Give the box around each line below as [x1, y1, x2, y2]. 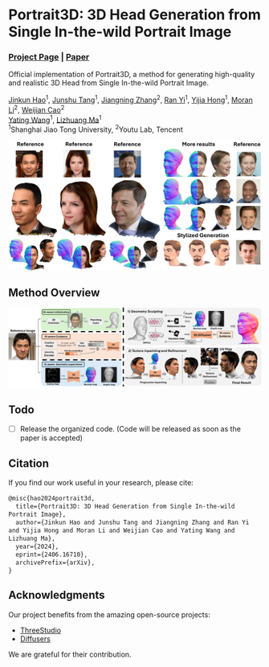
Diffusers [19, 633, 51, 644]
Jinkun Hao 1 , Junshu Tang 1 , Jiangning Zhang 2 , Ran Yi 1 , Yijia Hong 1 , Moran [8, 94, 253, 105]
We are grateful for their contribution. [8, 649, 132, 659]
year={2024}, [15, 542, 59, 550]
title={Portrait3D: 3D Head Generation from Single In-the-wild [15, 502, 235, 510]
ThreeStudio [19, 625, 62, 635]
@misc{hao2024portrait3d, [8, 494, 95, 502]
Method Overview [8, 285, 100, 299]
